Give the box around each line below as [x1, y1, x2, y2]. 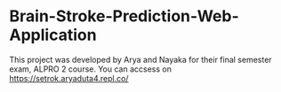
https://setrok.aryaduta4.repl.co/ [9, 73, 129, 83]
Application [9, 25, 97, 45]
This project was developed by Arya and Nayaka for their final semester [9, 54, 273, 65]
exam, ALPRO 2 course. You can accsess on [9, 64, 172, 74]
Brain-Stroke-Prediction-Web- [9, 6, 240, 27]
